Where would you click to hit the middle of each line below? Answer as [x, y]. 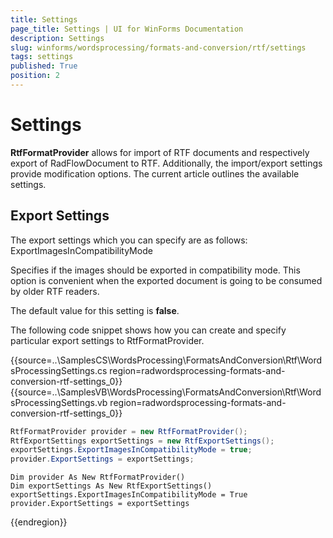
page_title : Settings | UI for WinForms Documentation [127, 29]
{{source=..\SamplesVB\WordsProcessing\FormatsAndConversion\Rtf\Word [166, 392]
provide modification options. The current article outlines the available [155, 173]
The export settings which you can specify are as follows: [129, 240]
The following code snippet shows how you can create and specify [148, 330]
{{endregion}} [39, 522]
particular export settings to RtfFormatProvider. [107, 340]
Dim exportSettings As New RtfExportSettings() [111, 486]
